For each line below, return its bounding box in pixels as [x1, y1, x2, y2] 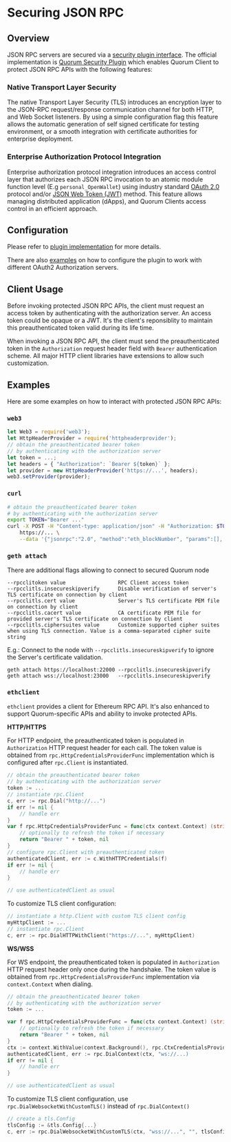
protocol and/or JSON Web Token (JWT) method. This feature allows [7, 190, 203, 198]
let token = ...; [7, 454, 57, 461]
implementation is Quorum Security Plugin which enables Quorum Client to [7, 58, 219, 66]
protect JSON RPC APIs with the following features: [7, 66, 153, 73]
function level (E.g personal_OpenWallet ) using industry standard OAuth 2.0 [7, 182, 220, 190]
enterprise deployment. [7, 135, 74, 143]
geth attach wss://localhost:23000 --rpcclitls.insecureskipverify [7, 673, 211, 680]
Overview [7, 32, 50, 44]
